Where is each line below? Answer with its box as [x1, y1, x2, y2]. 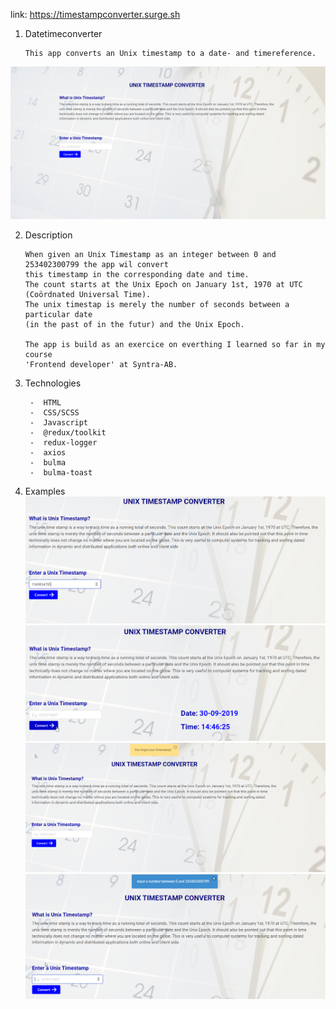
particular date [24, 310, 93, 320]
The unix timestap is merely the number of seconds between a [24, 300, 290, 310]
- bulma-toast [29, 468, 93, 478]
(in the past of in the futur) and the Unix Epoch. [24, 320, 245, 330]
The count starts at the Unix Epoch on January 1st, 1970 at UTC [24, 280, 303, 290]
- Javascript [29, 418, 89, 428]
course [24, 350, 53, 360]
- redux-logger [29, 438, 98, 448]
